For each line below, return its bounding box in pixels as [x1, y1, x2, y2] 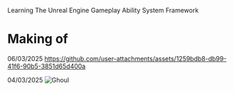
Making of [7, 31, 69, 47]
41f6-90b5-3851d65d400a [7, 62, 86, 70]
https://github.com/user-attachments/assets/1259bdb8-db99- [44, 54, 227, 63]
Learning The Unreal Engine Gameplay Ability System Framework [7, 6, 199, 14]
